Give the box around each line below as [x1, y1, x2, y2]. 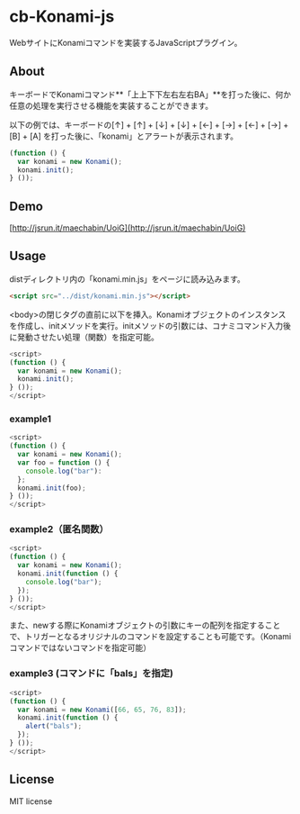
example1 [9, 412, 52, 425]
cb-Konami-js [9, 6, 115, 27]
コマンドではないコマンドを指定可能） [9, 642, 151, 654]
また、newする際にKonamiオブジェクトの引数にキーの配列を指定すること [9, 620, 281, 631]
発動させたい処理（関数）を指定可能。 [16, 331, 159, 342]
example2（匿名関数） [9, 523, 110, 536]
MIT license [9, 795, 53, 807]
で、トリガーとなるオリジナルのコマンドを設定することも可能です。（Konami [9, 631, 292, 642]
